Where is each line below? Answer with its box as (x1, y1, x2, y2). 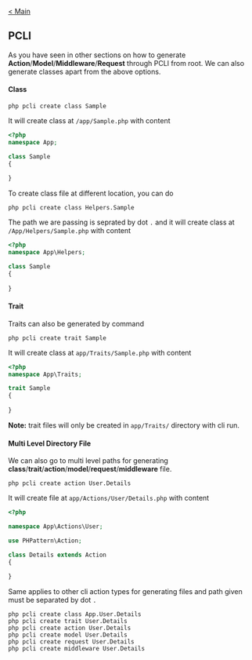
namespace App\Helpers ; (8, 249, 86, 257)
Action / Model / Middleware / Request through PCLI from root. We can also (8, 58, 245, 67)
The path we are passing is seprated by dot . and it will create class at (8, 217, 235, 227)
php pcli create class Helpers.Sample (8, 204, 135, 212)
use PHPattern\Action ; (8, 537, 82, 545)
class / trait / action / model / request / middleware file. (8, 465, 172, 474)
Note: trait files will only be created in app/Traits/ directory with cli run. (8, 420, 240, 430)
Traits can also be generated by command (8, 319, 145, 328)
